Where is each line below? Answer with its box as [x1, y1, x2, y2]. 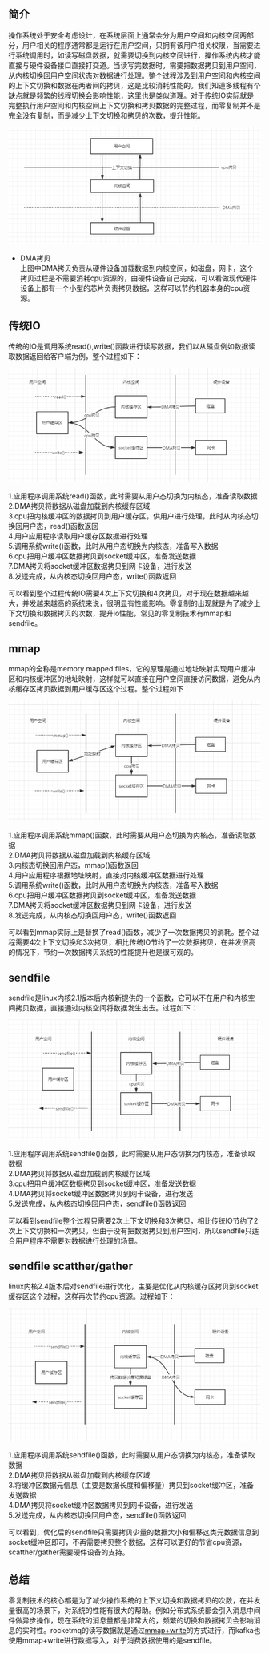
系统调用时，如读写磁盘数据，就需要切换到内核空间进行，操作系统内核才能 [14, 50, 261, 60]
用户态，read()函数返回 [22, 521, 98, 530]
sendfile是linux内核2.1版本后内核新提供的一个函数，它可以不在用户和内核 [8, 993, 248, 1003]
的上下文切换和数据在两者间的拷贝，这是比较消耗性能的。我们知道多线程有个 [8, 80, 261, 90]
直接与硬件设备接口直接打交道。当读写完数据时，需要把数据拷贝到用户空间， [8, 60, 261, 70]
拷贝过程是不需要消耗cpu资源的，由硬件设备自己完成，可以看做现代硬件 [19, 273, 258, 283]
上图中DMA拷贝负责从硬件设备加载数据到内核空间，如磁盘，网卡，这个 [19, 263, 255, 272]
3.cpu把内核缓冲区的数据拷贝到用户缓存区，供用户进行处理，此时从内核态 [8, 511, 252, 521]
